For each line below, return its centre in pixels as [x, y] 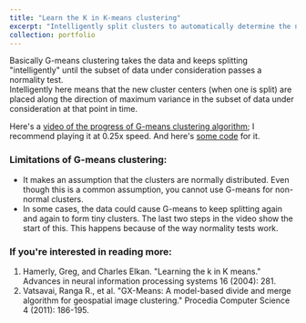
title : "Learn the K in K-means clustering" [95, 18]
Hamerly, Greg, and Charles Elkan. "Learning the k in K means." [142, 271]
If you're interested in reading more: [91, 251]
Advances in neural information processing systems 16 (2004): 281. [149, 281]
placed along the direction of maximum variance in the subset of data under [152, 99]
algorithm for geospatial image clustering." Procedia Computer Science [156, 300]
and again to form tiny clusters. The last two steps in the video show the [158, 218]
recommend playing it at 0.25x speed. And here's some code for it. [135, 136]
